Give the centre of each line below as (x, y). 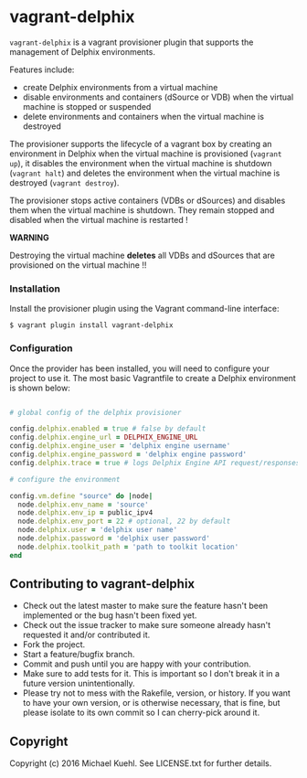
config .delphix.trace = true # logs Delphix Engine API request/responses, (157, 463)
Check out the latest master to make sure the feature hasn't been (145, 606)
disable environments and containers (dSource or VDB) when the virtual (158, 97)
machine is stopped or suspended (87, 106)
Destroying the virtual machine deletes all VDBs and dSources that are (143, 255)
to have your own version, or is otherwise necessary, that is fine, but (151, 703)
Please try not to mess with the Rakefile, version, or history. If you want (156, 693)
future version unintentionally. (79, 684)
